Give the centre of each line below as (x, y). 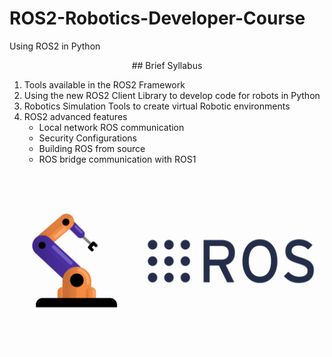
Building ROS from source (92, 148)
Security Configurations (87, 138)
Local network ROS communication (111, 127)
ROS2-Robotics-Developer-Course (157, 18)
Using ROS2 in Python (55, 46)
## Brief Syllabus (167, 65)
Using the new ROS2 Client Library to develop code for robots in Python (172, 95)
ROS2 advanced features (75, 116)
